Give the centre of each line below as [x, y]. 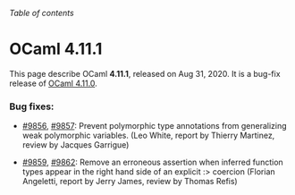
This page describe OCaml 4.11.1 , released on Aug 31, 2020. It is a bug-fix [145, 73]
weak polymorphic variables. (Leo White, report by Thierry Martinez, [148, 136]
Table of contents [42, 13]
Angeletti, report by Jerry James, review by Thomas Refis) [130, 182]
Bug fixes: [32, 106]
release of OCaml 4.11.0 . [54, 83]
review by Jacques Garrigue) [76, 145]
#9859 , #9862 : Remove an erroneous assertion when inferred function [152, 162]
